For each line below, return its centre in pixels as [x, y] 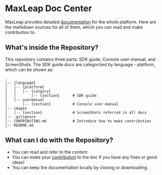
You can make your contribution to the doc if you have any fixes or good [84, 157]
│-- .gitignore [20, 117]
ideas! [18, 162]
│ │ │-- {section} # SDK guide [51, 95]
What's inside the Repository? [52, 47]
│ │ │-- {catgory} [28, 91]
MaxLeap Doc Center [49, 9]
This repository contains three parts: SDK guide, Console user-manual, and [80, 59]
